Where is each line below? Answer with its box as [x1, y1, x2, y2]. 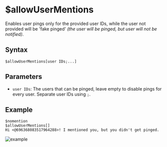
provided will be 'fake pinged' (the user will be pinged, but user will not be [5, 25, 157, 31]
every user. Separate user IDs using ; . [12, 91, 91, 97]
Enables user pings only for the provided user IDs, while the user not [5, 20, 146, 26]
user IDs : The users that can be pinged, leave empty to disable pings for [12, 85, 162, 91]
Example [5, 105, 33, 114]
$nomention [5, 119, 28, 124]
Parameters [5, 72, 42, 81]
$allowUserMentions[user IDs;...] [5, 59, 77, 64]
